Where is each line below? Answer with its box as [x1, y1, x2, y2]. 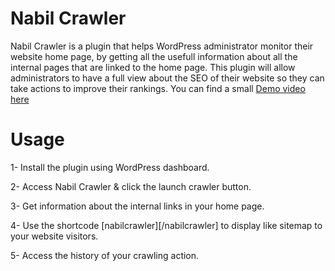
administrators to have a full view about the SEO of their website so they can [10, 72, 325, 84]
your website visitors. [10, 230, 99, 242]
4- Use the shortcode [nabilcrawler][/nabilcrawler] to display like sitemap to [10, 219, 323, 231]
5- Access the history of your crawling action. [10, 249, 200, 261]
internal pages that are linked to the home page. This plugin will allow [10, 61, 296, 73]
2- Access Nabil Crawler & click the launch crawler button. [10, 180, 252, 192]
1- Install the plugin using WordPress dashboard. [10, 161, 210, 173]
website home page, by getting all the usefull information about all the [10, 50, 298, 62]
